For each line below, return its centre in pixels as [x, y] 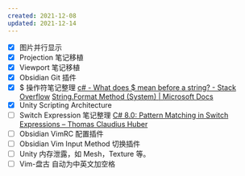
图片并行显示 [40, 47]
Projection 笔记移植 [51, 57]
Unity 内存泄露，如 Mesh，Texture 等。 [85, 154]
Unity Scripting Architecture [65, 104]
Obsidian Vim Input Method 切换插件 [80, 144]
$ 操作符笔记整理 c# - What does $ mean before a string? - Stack [128, 87]
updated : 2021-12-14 [42, 23]
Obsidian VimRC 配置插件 [61, 133]
